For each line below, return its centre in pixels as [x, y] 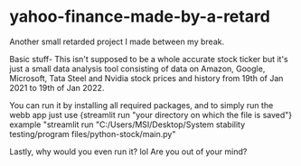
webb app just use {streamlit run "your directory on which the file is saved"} [151, 115]
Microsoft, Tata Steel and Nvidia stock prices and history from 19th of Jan [146, 78]
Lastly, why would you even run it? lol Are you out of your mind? [128, 152]
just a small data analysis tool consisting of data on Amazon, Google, [137, 69]
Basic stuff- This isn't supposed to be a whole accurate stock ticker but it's [149, 59]
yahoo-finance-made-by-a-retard [140, 17]
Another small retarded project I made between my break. [117, 41]
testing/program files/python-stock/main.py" [93, 134]
